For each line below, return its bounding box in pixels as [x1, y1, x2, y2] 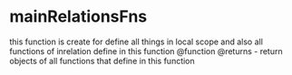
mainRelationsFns [9, 6, 148, 27]
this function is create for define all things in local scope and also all [9, 36, 263, 47]
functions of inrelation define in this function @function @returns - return [9, 45, 283, 56]
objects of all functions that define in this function [9, 55, 195, 66]
